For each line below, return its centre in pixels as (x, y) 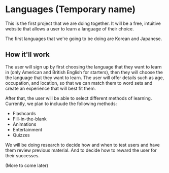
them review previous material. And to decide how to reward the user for (81, 150)
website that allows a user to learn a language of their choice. (70, 28)
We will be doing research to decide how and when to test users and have (82, 145)
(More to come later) (27, 165)
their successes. (22, 155)
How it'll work (27, 55)
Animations (24, 124)
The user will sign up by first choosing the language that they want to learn (83, 66)
